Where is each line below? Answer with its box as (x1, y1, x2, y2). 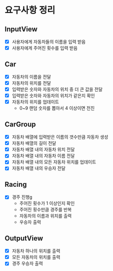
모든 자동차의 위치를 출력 (11, 254, 60, 260)
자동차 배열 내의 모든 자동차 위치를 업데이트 (11, 159, 96, 165)
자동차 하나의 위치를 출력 (11, 248, 60, 254)
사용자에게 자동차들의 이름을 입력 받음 (11, 39, 86, 45)
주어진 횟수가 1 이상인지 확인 (19, 200, 75, 206)
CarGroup (4, 120, 36, 128)
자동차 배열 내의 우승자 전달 (11, 165, 66, 171)
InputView (4, 25, 38, 33)
